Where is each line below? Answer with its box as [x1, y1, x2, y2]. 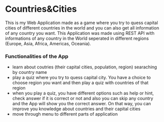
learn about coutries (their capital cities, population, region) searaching [12, 64, 157, 70]
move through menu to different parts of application [12, 111, 118, 117]
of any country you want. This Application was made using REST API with [5, 30, 155, 36]
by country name [12, 69, 47, 75]
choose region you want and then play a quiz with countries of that [12, 80, 149, 86]
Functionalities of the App [5, 53, 69, 60]
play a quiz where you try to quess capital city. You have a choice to [12, 75, 151, 81]
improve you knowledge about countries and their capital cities [12, 106, 141, 112]
